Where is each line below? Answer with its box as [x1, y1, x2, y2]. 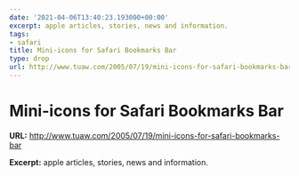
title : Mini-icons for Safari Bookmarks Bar [9, 46, 177, 55]
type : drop [9, 54, 50, 63]
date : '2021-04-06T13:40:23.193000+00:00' [9, 12, 169, 22]
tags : [9, 29, 29, 38]
